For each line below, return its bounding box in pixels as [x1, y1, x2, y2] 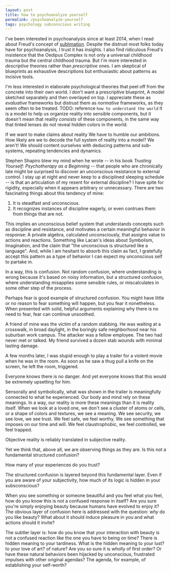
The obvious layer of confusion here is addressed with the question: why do [5, 509, 165, 515]
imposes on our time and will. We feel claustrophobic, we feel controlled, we [5, 421, 166, 427]
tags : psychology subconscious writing [5, 21, 90, 27]
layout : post [5, 7, 33, 13]
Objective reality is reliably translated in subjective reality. [5, 437, 127, 443]
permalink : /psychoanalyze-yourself [5, 17, 83, 22]
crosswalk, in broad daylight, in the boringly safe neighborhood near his [5, 326, 157, 332]
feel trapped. [5, 427, 33, 433]
